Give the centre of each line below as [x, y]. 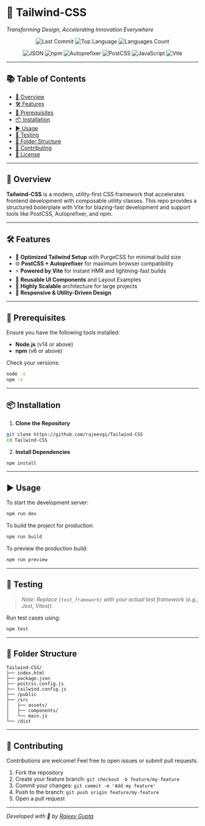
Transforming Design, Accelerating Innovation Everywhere [80, 29]
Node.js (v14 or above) [44, 344]
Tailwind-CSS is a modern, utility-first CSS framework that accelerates [95, 194]
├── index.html [26, 673]
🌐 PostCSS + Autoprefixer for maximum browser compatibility [94, 263]
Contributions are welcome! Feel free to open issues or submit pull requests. [102, 761]
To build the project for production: [50, 526]
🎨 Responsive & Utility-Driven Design [63, 293]
